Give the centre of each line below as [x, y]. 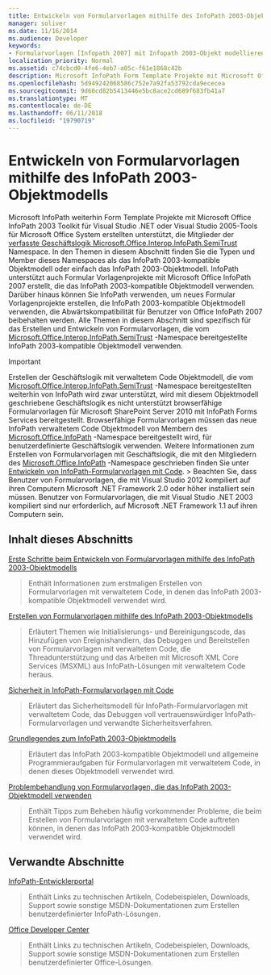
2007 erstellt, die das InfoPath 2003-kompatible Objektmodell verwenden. [132, 285]
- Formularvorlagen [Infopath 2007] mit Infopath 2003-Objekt [115, 53]
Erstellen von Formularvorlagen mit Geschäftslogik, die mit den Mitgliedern [132, 454]
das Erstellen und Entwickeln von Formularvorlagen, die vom [109, 328]
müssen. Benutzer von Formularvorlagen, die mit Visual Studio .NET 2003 [131, 497]
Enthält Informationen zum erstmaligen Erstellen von [115, 583]
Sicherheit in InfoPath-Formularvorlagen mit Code [91, 690]
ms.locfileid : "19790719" [52, 121]
